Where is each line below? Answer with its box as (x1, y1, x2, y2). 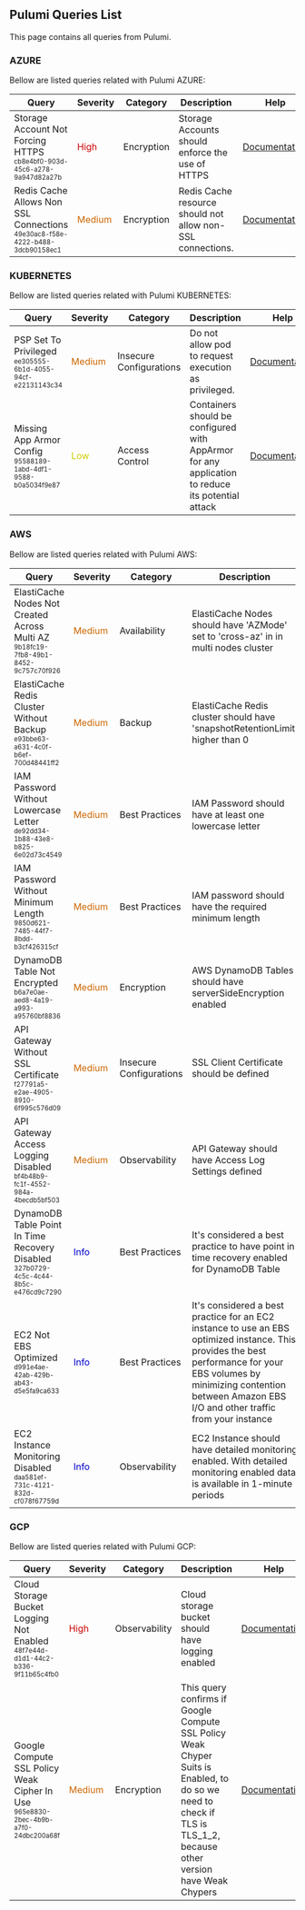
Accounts (178, 124, 220, 136)
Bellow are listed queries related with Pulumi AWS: (9, 549, 198, 560)
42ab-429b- (14, 1370, 54, 1379)
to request (189, 350, 233, 363)
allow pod (189, 338, 231, 351)
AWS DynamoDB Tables (192, 963, 294, 976)
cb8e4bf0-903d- (14, 157, 68, 166)
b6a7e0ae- (14, 988, 50, 997)
